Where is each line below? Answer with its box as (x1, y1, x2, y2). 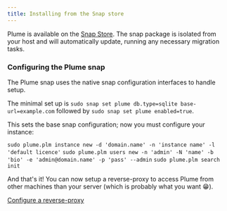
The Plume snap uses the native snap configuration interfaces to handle (7, 78, 216, 87)
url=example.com (7, 108, 55, 115)
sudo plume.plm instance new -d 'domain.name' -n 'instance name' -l (7, 141, 216, 148)
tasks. (7, 44, 25, 53)
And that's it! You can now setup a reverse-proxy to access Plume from (7, 174, 214, 183)
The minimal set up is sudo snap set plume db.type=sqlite (7, 99, 178, 108)
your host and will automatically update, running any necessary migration (7, 37, 220, 46)
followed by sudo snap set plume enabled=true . (56, 106, 195, 115)
